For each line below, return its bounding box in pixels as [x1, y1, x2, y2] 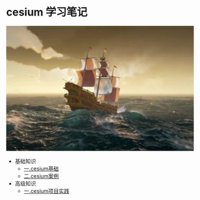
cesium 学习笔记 [6, 5, 88, 19]
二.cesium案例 [23, 172, 60, 179]
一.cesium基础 [23, 165, 60, 172]
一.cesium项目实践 [23, 187, 70, 194]
